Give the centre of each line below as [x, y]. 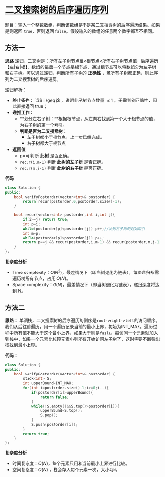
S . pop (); [49, 415]
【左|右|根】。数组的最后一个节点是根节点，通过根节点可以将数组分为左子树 [81, 67]
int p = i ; [32, 224]
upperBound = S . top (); [61, 411]
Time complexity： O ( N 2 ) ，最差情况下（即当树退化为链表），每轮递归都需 [85, 272]
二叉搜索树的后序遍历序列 [57, 10]
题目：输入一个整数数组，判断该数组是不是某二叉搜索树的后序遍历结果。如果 [82, 25]
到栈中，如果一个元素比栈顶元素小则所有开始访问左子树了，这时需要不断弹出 [82, 339]
